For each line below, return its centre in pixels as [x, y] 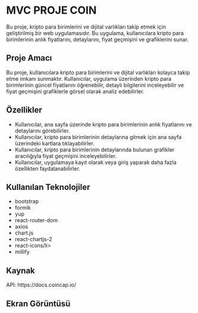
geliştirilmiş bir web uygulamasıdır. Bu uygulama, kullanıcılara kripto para [95, 33]
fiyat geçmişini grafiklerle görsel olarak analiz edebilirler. [75, 91]
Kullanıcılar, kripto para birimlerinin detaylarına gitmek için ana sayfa [98, 137]
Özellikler [24, 110]
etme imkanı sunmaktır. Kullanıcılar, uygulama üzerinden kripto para [89, 78]
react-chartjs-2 [33, 239]
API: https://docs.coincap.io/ [41, 285]
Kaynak [21, 271]
